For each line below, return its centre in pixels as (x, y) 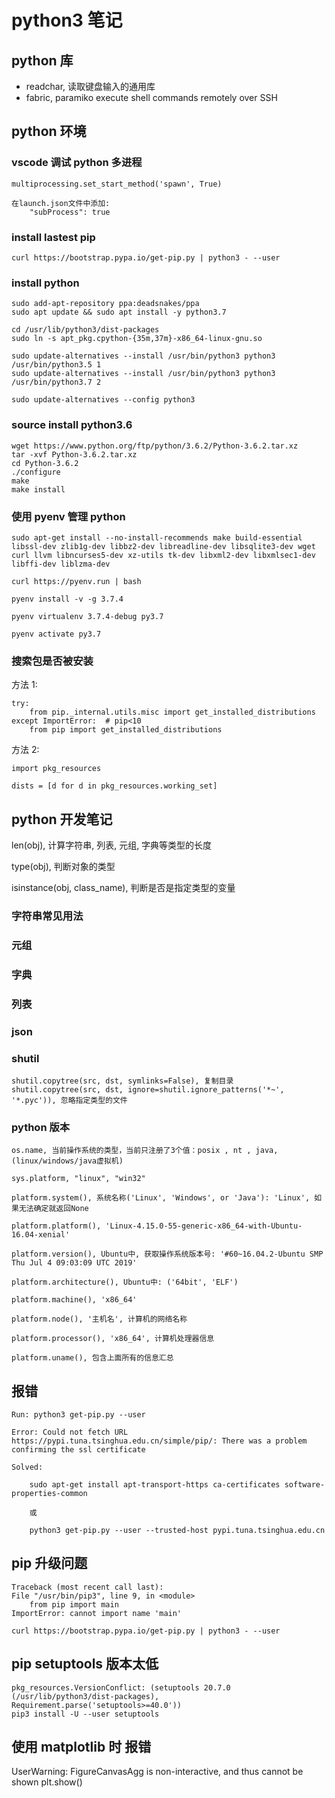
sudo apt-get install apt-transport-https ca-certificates (155, 1485)
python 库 (42, 60)
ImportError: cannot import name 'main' (97, 1613)
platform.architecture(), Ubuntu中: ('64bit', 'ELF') (125, 1282)
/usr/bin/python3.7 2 (56, 382)
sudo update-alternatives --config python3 (103, 400)
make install (38, 489)
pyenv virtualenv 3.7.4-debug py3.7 (87, 616)
